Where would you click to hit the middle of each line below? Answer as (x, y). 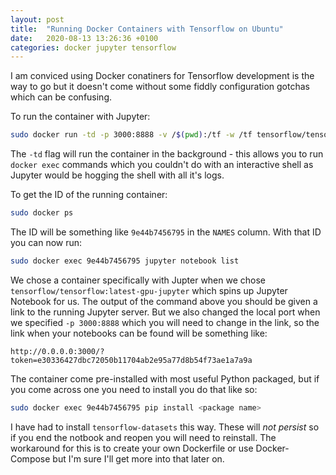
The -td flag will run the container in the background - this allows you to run (167, 154)
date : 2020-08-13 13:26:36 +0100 (84, 38)
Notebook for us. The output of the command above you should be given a (164, 301)
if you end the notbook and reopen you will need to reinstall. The (143, 437)
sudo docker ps (42, 213)
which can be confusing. (61, 97)
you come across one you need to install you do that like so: (134, 389)
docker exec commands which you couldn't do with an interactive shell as (162, 165)
